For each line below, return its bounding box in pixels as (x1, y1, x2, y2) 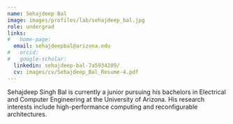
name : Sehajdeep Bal (7, 10, 68, 17)
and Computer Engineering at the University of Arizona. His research (7, 95, 205, 103)
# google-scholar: (7, 56, 68, 63)
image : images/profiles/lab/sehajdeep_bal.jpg (7, 17, 145, 24)
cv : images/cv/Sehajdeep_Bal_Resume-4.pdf (13, 68, 139, 75)
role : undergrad (7, 23, 54, 30)
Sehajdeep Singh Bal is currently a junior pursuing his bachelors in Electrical (7, 88, 227, 96)
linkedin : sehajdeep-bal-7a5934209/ (13, 62, 120, 69)
